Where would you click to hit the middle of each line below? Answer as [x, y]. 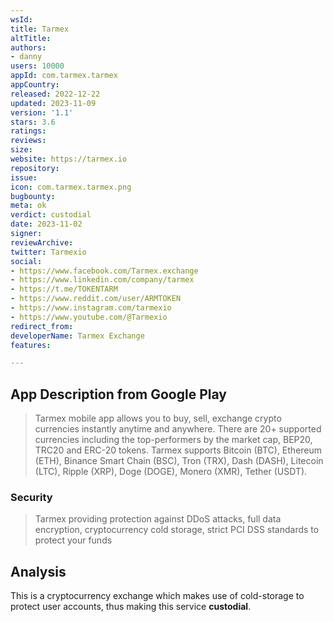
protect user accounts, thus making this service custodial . [131, 607]
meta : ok [28, 206]
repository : [35, 168]
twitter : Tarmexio [48, 252]
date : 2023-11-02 [46, 224]
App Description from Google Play [118, 394]
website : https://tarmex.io [69, 159]
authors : [28, 47]
